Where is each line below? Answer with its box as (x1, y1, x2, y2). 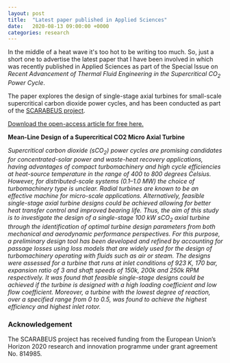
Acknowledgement (8, 319, 73, 329)
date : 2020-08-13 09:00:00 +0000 (8, 23, 110, 29)
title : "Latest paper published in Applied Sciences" (8, 16, 168, 23)
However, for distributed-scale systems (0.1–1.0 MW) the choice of (8, 177, 195, 185)
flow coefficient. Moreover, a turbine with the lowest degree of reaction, (8, 288, 211, 296)
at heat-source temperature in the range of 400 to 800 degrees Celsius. (8, 169, 212, 178)
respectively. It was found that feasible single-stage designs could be (8, 273, 205, 281)
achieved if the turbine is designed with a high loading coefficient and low (8, 280, 218, 288)
